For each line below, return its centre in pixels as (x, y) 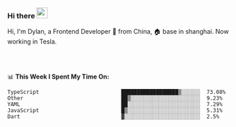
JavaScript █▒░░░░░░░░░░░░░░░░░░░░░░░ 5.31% (115, 111)
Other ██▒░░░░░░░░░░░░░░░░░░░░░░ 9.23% (115, 98)
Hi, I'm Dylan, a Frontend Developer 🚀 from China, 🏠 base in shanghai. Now (118, 32)
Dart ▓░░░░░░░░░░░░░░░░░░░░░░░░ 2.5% (113, 117)
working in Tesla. (32, 41)
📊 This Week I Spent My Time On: (58, 76)
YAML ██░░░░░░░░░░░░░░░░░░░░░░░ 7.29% (115, 105)
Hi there (21, 15)
